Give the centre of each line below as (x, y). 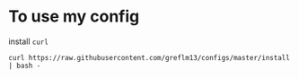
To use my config (74, 17)
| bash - (25, 66)
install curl (28, 41)
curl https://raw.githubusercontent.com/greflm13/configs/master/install (149, 57)
